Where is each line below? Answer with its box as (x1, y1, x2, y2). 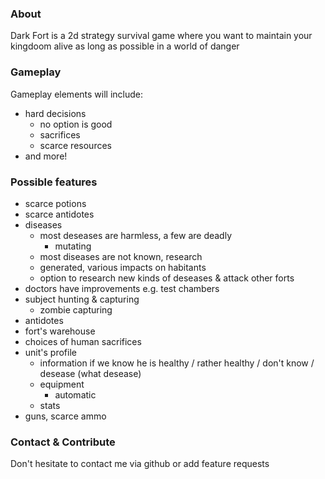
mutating (54, 240, 92, 252)
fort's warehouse (24, 325, 96, 337)
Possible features (10, 175, 98, 189)
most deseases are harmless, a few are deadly (39, 229, 233, 241)
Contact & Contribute (10, 435, 116, 449)
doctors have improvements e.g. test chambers (24, 282, 220, 294)
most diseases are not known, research (39, 250, 203, 262)
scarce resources (39, 139, 112, 151)
